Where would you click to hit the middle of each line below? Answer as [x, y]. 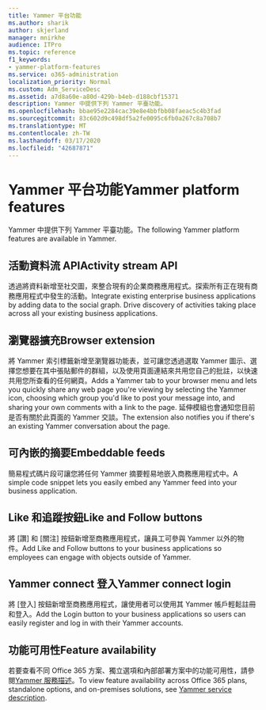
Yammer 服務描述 [44, 681]
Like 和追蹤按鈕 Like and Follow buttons [106, 518]
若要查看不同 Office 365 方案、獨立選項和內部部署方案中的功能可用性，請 [128, 670]
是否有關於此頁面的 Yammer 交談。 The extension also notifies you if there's [131, 417]
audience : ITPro [35, 45]
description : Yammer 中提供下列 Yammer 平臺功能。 [87, 104]
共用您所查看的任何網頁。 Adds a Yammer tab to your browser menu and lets [133, 380]
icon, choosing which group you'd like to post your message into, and [122, 397]
